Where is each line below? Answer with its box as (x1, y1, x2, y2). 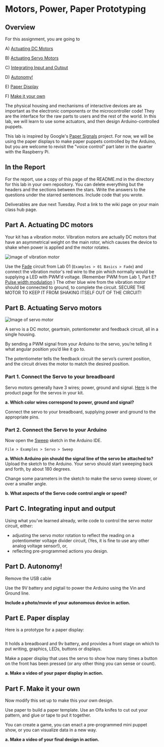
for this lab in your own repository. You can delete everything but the (5, 181, 143, 187)
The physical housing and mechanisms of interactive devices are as (5, 103, 142, 109)
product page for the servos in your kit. (5, 389, 84, 395)
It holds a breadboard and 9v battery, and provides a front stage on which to (5, 641, 159, 647)
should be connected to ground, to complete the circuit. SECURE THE (5, 284, 145, 290)
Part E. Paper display (5, 614, 70, 623)
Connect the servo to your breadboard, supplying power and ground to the (5, 409, 156, 415)
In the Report (5, 163, 46, 172)
